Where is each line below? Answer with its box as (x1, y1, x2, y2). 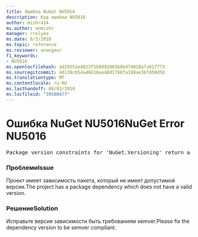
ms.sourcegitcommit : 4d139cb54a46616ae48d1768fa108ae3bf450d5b (6, 69, 165, 75)
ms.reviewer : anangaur (6, 47, 62, 53)
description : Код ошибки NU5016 (6, 14, 86, 20)
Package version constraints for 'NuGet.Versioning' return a (6, 149, 190, 156)
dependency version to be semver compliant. (6, 224, 116, 231)
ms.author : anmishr (6, 25, 54, 31)
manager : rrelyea (6, 31, 49, 37)
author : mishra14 (6, 20, 49, 25)
